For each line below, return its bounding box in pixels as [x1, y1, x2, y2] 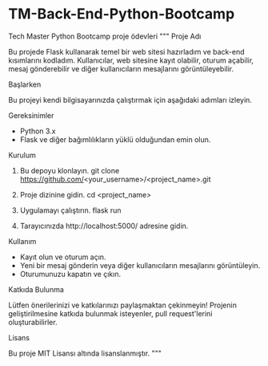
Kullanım [8, 236, 37, 246]
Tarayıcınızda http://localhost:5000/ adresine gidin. [19, 221, 189, 230]
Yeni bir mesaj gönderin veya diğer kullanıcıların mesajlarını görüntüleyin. [19, 260, 261, 270]
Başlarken [8, 79, 42, 89]
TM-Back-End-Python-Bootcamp [8, 5, 235, 23]
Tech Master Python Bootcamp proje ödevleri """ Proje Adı [8, 31, 202, 41]
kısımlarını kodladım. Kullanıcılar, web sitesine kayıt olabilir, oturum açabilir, [8, 55, 254, 65]
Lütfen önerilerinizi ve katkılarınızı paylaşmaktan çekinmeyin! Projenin [8, 300, 238, 310]
